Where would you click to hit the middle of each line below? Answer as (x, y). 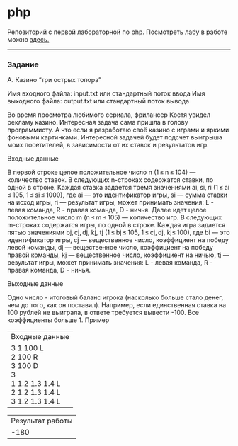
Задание (23, 64)
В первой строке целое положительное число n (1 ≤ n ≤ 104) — (102, 172)
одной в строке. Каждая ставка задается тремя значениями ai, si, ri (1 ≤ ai (119, 188)
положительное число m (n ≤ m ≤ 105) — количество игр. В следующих (114, 217)
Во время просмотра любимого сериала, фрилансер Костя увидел (109, 115)
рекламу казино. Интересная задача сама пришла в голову (98, 122)
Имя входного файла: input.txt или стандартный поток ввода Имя (106, 93)
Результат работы (42, 421)
